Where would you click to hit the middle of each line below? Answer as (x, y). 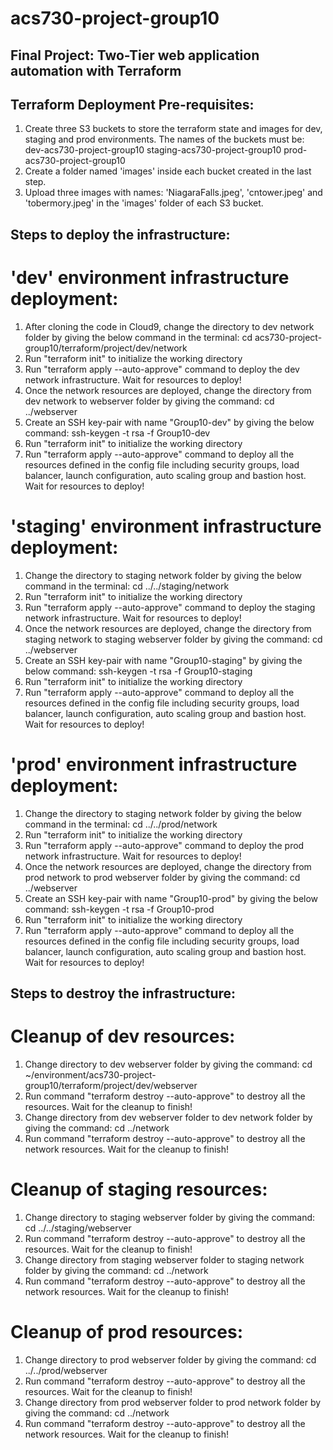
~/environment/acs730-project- (90, 1074)
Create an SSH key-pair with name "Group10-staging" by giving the (163, 660)
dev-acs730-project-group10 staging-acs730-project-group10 (153, 150)
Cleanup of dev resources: (123, 1036)
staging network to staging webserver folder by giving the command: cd (173, 639)
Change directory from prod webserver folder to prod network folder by (173, 1402)
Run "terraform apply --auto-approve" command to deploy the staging (170, 607)
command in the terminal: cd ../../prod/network (121, 824)
